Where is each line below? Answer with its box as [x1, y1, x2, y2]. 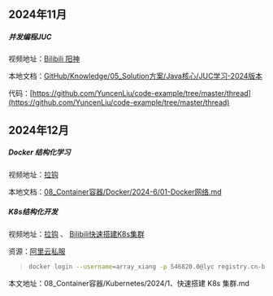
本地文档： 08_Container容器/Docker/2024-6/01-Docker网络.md [8, 186, 222, 197]
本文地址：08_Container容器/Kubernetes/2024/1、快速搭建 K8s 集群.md [8, 278, 250, 288]
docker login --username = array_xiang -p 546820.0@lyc [28, 263, 214, 271]
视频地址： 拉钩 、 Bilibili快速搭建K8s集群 [8, 229, 145, 238]
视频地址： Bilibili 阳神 [8, 54, 80, 63]
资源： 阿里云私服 [8, 246, 66, 256]
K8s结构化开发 [8, 207, 58, 217]
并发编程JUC [8, 32, 52, 41]
